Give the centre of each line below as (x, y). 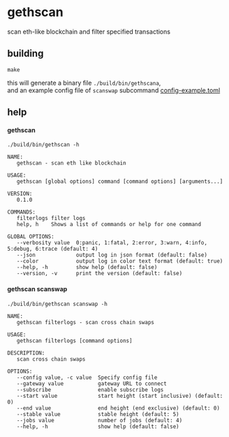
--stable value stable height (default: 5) (98, 414)
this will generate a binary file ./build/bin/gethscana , (84, 83)
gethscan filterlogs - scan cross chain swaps (86, 322)
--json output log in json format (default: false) (112, 255)
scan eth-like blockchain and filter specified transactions (89, 32)
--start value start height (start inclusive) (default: (120, 396)
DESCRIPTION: (26, 353)
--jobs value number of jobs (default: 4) (99, 420)
